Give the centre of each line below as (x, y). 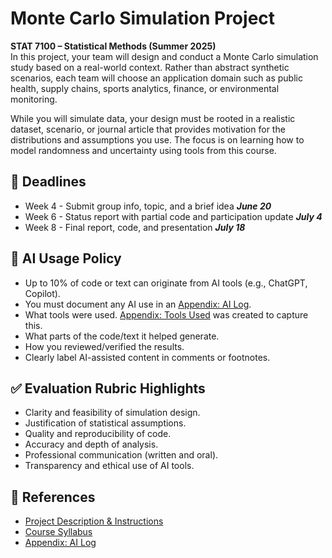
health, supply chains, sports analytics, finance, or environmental (145, 88)
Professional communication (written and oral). (121, 455)
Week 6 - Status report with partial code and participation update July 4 (173, 216)
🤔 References (53, 497)
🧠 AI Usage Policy (66, 258)
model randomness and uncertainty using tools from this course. (143, 150)
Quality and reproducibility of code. (98, 434)
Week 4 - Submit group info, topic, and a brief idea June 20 (148, 206)
